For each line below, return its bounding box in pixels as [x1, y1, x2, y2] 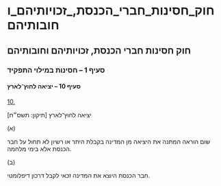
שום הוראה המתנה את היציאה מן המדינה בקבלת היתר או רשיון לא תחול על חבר [7, 137, 211, 146]
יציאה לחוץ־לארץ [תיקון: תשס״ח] [7, 111, 92, 119]
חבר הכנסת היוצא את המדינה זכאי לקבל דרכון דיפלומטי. [7, 171, 151, 179]
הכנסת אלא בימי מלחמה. [7, 144, 72, 153]
